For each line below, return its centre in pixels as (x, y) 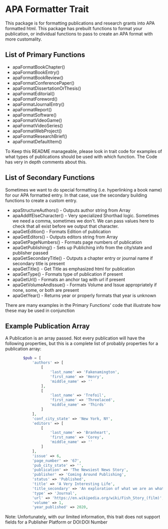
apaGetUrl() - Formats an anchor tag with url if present (69, 279)
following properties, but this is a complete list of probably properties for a (82, 343)
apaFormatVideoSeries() (38, 125)
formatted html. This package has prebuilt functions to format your (74, 28)
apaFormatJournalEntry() (38, 104)
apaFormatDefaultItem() (37, 141)
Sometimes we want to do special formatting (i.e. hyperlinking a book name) (84, 190)
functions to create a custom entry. (41, 200)
